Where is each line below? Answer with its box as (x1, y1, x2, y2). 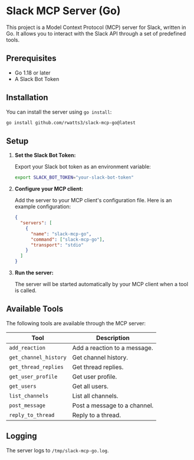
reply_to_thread (9, 412, 55, 418)
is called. (14, 287, 37, 294)
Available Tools (6, 304, 64, 314)
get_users (9, 383, 37, 390)
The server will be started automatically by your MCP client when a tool (14, 281, 189, 287)
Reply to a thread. (72, 411, 121, 419)
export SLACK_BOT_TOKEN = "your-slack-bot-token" (14, 174, 134, 181)
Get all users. (72, 382, 109, 390)
